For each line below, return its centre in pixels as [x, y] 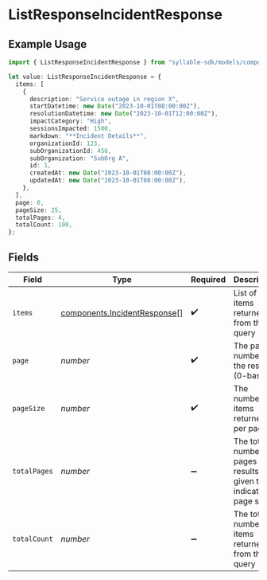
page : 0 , [30, 202]
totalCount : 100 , [44, 225]
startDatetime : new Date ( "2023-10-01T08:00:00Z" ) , [115, 106]
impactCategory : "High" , [70, 121]
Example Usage [48, 44]
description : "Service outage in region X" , [104, 99]
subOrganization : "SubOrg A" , [79, 158]
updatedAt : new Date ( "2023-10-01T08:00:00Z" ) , [108, 181]
